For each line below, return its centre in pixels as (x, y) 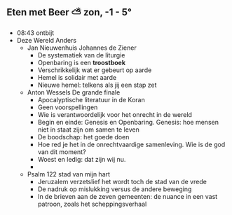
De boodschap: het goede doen (83, 137)
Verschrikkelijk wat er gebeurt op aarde (95, 70)
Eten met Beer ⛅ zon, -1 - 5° (69, 12)
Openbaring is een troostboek (82, 62)
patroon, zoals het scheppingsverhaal (92, 204)
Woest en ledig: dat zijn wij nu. (82, 159)
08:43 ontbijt (35, 33)
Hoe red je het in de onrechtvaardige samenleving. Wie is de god (131, 144)
